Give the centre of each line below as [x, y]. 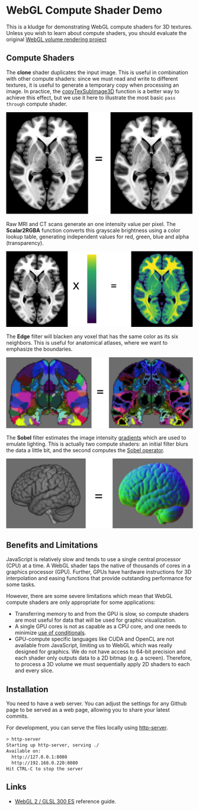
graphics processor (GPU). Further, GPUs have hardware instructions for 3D [99, 572]
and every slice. [34, 670]
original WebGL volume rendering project [56, 39]
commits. [17, 716]
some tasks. [21, 584]
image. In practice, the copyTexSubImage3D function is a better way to [93, 91]
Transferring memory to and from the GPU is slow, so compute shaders [102, 614]
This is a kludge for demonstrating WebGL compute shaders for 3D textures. [99, 27]
